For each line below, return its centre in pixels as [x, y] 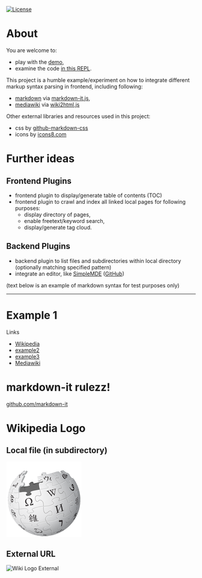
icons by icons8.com [41, 134]
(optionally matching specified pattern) [63, 267]
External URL [31, 554]
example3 [27, 356]
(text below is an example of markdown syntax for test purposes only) [93, 285]
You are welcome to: [32, 50]
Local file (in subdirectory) [57, 451]
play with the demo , [39, 62]
